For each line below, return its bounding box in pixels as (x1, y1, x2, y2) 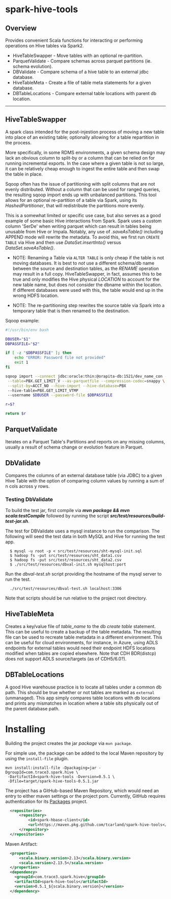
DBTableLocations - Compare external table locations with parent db (12, 91, 157, 96)
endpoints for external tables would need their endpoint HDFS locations (5, 645, 156, 651)
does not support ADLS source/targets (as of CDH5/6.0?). (5, 655, 127, 662)
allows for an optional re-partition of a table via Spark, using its (5, 197, 137, 203)
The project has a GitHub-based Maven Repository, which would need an (5, 787, 159, 794)
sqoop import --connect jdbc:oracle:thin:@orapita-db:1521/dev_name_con (5, 374, 163, 379)
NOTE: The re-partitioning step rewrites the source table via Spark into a (12, 302, 165, 308)
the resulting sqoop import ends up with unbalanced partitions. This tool (5, 192, 157, 198)
